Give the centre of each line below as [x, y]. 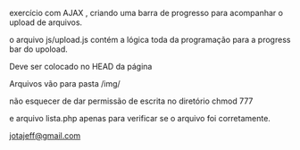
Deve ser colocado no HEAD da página [81, 67]
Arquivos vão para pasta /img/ [65, 83]
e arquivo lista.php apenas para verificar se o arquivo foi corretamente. [140, 118]
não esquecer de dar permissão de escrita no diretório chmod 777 [131, 101]
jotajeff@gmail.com [45, 136]
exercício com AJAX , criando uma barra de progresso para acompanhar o [146, 13]
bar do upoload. [39, 49]
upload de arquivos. [46, 22]
